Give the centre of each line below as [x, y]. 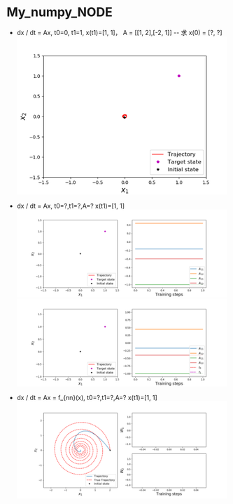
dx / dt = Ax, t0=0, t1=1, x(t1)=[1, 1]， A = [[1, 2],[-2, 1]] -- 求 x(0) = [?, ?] [119, 32]
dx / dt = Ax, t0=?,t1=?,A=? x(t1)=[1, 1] [71, 206]
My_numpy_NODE [59, 12]
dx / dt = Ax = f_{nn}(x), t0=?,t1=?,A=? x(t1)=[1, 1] [87, 397]
